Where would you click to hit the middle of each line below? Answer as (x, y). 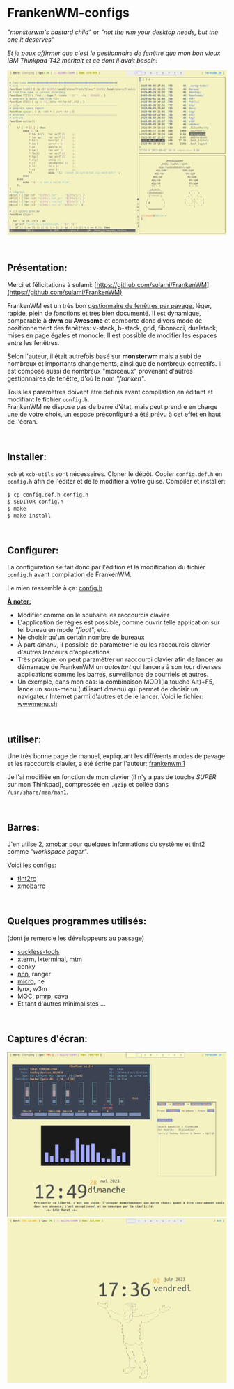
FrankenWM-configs (69, 13)
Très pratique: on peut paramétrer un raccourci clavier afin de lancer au (120, 659)
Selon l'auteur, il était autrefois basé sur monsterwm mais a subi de (104, 356)
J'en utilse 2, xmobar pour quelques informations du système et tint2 (106, 844)
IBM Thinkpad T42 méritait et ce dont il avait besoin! (83, 60)
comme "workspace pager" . (48, 851)
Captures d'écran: (48, 1039)
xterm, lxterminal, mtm (49, 959)
